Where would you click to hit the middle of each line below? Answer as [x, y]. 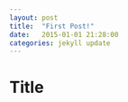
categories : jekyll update [60, 43]
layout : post [34, 18]
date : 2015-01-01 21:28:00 [64, 34]
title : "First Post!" [52, 26]
